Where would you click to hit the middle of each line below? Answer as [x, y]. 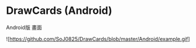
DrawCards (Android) [59, 11]
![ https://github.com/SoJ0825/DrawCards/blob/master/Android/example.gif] [98, 39]
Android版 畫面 [24, 27]
